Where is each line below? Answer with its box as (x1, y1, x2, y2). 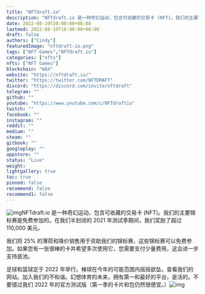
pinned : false (6, 180, 43, 186)
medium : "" (6, 129, 34, 135)
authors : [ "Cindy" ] (6, 37, 56, 43)
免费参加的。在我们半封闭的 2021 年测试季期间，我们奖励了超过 (22, 216, 182, 224)
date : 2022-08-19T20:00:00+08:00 (6, 20, 92, 26)
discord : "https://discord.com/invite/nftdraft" (6, 83, 132, 89)
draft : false (6, 32, 40, 38)
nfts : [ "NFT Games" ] (6, 60, 59, 66)
